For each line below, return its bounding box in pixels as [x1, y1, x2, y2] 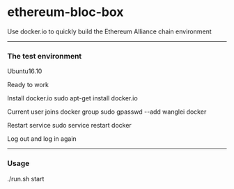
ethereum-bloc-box [7, 4, 124, 20]
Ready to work [7, 81, 49, 89]
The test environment [7, 51, 82, 61]
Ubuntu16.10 [7, 67, 42, 75]
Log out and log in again [7, 135, 77, 143]
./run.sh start [7, 174, 45, 183]
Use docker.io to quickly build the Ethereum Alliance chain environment [7, 27, 212, 36]
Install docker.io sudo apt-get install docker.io [7, 94, 138, 103]
